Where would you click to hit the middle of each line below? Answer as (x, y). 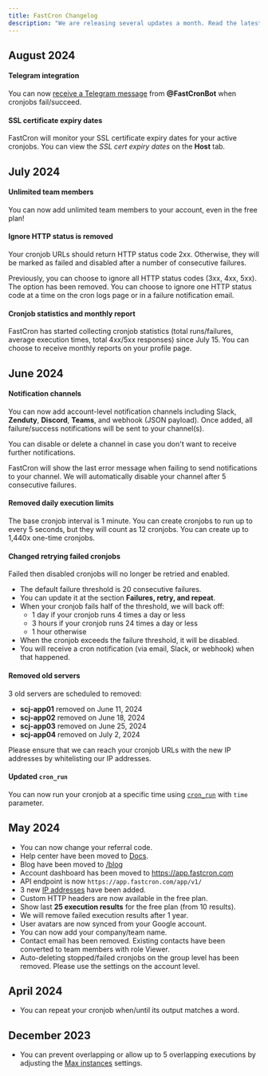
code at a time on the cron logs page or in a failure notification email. (121, 296)
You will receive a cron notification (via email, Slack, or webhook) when (137, 649)
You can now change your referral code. (86, 847)
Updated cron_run (38, 776)
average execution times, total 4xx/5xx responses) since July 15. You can (129, 339)
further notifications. (42, 452)
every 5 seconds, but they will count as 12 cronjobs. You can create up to (128, 530)
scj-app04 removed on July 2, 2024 (80, 734)
